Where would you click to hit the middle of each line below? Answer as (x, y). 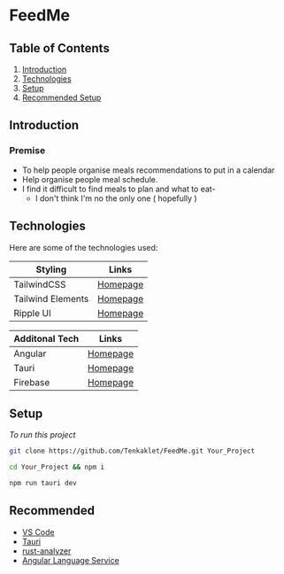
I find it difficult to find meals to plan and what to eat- (119, 189)
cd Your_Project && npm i (57, 467)
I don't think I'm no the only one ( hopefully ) (116, 198)
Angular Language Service (70, 560)
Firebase (32, 382)
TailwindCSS (40, 284)
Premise (27, 151)
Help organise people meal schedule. (90, 179)
